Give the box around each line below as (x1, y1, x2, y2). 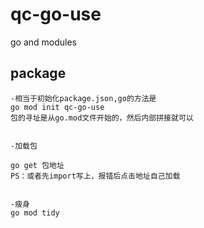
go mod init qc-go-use (10, 102, 105, 112)
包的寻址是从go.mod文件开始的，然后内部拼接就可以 (10, 113, 194, 123)
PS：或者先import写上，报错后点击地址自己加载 (10, 171, 181, 181)
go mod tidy (10, 208, 60, 218)
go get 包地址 (10, 160, 65, 170)
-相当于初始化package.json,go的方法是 (10, 93, 157, 103)
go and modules (10, 36, 78, 48)
